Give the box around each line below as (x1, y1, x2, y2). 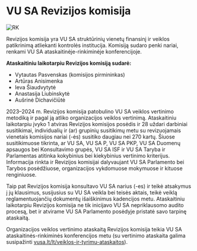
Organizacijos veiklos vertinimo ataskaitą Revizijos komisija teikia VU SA (6, 225, 182, 233)
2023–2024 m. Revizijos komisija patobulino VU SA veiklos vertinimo (6, 108, 174, 115)
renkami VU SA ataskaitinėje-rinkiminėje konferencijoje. (6, 48, 142, 55)
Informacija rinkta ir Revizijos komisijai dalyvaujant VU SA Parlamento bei (6, 158, 185, 165)
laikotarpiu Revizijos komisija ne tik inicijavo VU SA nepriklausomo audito (6, 201, 184, 209)
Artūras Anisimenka (14, 77, 63, 84)
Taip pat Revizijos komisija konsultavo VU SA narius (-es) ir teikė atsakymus (6, 183, 192, 190)
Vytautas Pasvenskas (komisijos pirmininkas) (14, 71, 126, 78)
